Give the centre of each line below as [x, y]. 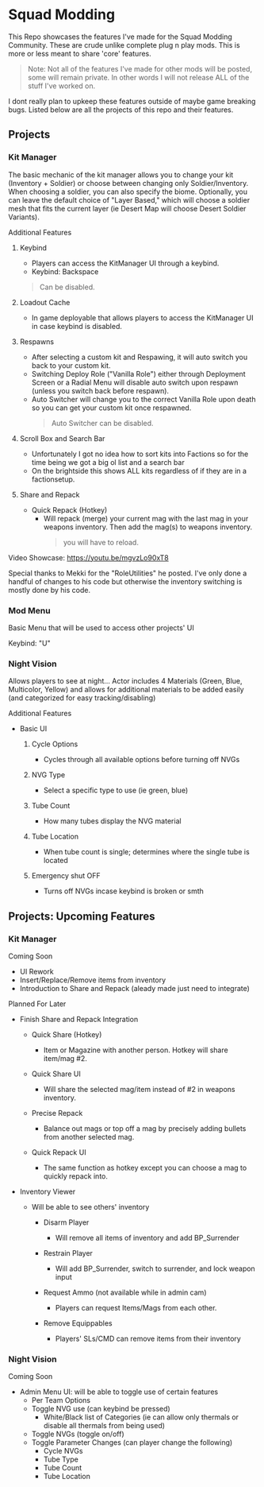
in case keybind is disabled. [77, 326]
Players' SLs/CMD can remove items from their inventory [148, 1338]
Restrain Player [68, 1253]
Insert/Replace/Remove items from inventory [93, 980]
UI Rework [36, 971]
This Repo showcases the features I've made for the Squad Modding [120, 37]
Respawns [36, 341]
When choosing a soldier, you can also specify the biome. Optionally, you [128, 192]
